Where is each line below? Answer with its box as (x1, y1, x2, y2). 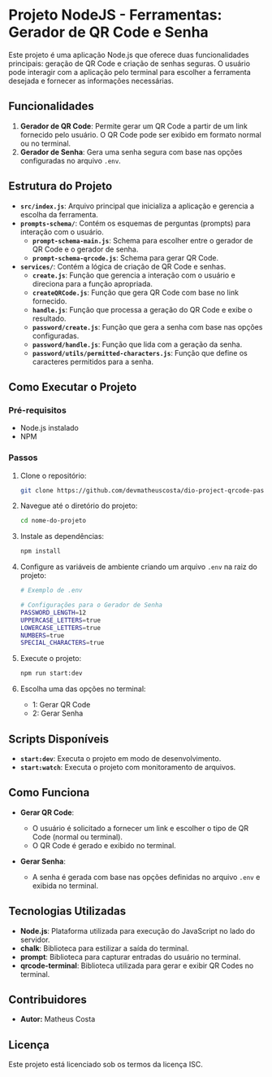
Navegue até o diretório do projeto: (19, 501, 138, 510)
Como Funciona (8, 786, 90, 799)
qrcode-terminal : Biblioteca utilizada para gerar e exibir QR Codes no (19, 961, 254, 970)
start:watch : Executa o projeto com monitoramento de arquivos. (19, 762, 236, 772)
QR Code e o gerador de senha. (32, 244, 139, 254)
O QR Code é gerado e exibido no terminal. (32, 840, 176, 850)
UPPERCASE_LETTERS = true (19, 616, 101, 624)
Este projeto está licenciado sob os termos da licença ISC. (8, 1060, 203, 1070)
